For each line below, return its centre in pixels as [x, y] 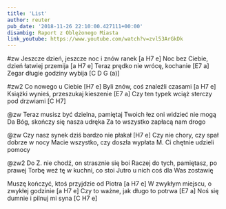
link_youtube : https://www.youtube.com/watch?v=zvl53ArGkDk [95, 39]
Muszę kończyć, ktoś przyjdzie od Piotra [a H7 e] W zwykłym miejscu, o [110, 184]
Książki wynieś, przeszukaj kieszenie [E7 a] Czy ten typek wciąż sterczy [110, 94]
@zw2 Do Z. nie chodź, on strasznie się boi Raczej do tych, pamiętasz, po [112, 163]
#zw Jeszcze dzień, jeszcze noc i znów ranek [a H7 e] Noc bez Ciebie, [108, 58]
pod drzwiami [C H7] [37, 101]
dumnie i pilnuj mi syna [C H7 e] [52, 198]
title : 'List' [28, 13]
